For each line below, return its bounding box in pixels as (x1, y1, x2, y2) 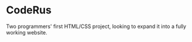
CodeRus (6, 3, 52, 17)
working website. (6, 29, 48, 36)
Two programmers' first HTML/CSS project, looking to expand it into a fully (6, 23, 186, 30)
